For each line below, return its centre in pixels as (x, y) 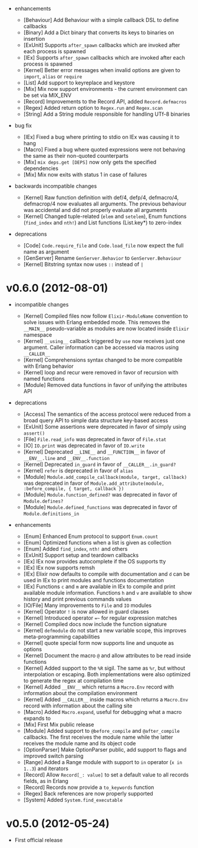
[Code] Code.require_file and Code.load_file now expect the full (103, 245)
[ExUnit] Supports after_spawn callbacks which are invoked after (102, 45)
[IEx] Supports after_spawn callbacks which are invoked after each (104, 58)
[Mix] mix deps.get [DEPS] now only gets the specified (90, 162)
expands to (37, 718)
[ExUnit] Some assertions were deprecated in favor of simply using (105, 426)
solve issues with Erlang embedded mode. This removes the (97, 322)
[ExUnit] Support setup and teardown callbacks (81, 555)
